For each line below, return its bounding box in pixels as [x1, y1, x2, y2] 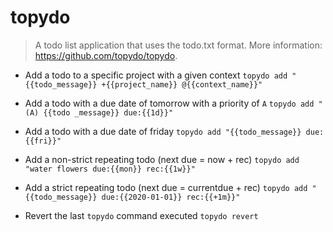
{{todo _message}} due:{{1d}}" [43, 107, 174, 118]
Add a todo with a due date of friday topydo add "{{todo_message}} [24, 125, 302, 137]
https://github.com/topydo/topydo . [34, 49, 178, 61]
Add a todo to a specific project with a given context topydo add [24, 69, 288, 81]
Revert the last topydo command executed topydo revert [24, 209, 259, 221]
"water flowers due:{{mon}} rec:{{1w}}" [24, 164, 196, 174]
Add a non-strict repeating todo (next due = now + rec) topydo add [24, 153, 300, 165]
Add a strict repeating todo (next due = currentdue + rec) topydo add [24, 181, 308, 193]
